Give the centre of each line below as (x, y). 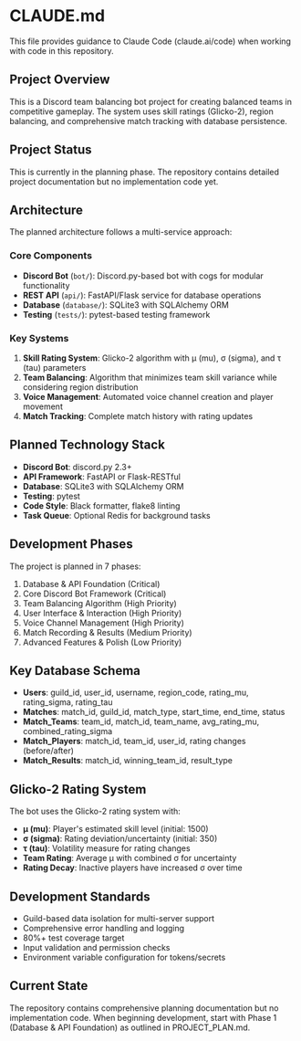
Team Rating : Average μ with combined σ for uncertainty (130, 858)
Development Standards (80, 896)
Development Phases (72, 544)
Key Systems (39, 338)
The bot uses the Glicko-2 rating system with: (95, 811)
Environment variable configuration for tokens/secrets (124, 957)
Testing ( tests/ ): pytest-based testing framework (116, 314)
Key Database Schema (75, 671)
